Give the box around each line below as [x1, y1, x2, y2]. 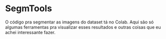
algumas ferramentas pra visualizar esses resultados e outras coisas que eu [5, 24, 161, 30]
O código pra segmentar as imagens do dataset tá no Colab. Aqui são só [5, 19, 154, 25]
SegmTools [5, 3, 52, 14]
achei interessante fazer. [5, 29, 56, 35]
